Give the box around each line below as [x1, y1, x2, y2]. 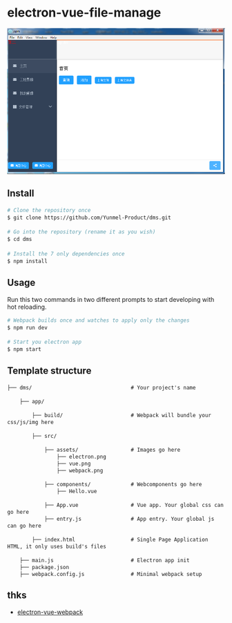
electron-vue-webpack [17, 608, 84, 616]
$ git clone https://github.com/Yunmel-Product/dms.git [7, 214, 171, 221]
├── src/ [32, 432, 57, 439]
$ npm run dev [7, 324, 48, 331]
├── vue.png [56, 460, 91, 467]
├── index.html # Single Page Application [32, 536, 209, 543]
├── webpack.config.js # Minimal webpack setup [19, 571, 202, 577]
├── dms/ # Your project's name [7, 384, 196, 391]
